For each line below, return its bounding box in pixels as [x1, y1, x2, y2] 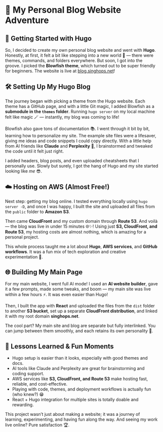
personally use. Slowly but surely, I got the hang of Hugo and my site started [5, 163, 159, 169]
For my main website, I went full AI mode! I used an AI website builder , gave [5, 281, 158, 287]
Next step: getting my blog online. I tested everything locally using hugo [5, 198, 148, 204]
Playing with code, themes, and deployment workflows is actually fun [12, 386, 151, 392]
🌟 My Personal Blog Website [5, 4, 122, 16]
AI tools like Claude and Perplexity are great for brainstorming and [12, 366, 145, 371]
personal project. [5, 234, 39, 240]
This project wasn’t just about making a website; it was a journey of [5, 411, 140, 417]
